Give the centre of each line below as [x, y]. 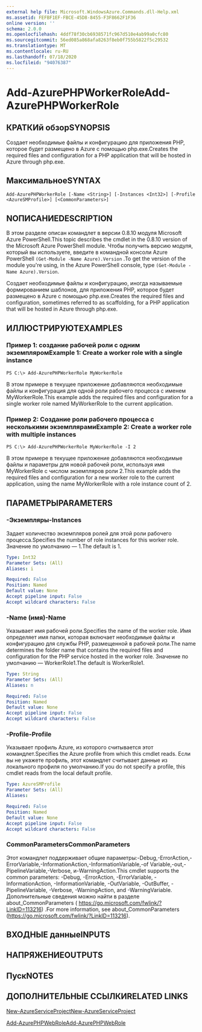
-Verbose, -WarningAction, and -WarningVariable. [111, 890]
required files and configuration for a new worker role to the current [90, 478]
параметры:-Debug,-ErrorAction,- [149, 858]
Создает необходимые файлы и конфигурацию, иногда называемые [94, 283]
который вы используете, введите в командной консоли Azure [87, 253]
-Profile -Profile [29, 735]
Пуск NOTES [30, 976]
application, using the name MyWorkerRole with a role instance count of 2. [99, 484]
